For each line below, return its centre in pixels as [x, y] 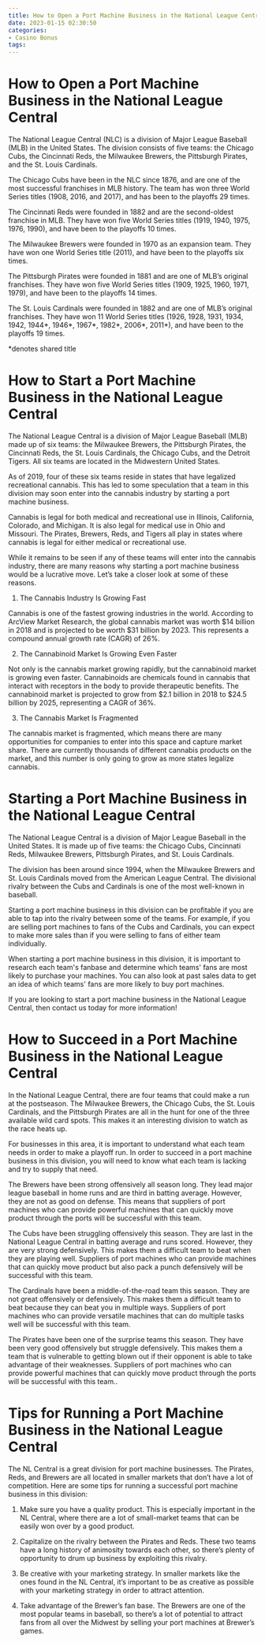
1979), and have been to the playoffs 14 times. [83, 293]
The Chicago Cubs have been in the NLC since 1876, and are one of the [124, 180]
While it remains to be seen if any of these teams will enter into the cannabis [132, 557]
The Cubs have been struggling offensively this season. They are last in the [131, 1233]
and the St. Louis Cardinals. [53, 165]
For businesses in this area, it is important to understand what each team [127, 1144]
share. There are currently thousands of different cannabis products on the [130, 750]
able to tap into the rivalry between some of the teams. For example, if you [129, 918]
